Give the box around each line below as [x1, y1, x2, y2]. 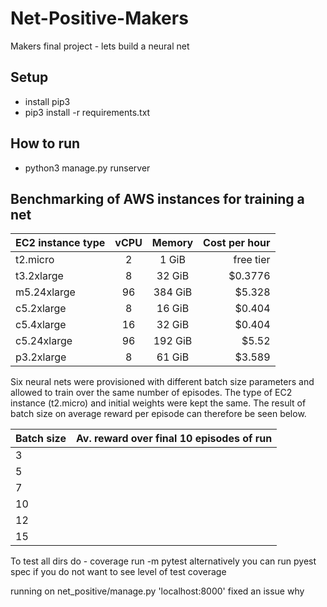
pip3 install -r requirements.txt [24, 106, 151, 118]
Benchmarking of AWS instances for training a [10, 190, 305, 207]
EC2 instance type [15, 236, 106, 250]
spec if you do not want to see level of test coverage [10, 566, 227, 578]
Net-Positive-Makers [10, 7, 189, 30]
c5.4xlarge [15, 318, 67, 332]
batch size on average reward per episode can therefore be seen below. [10, 408, 307, 420]
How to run [10, 135, 81, 152]
